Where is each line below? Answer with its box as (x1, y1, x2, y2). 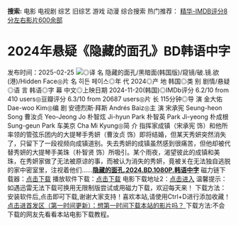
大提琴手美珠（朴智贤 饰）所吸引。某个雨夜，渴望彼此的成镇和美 (31, 148, 220, 156)
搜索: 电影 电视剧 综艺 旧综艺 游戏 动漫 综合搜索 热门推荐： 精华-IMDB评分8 (7, 7, 228, 15)
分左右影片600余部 (7, 16, 63, 24)
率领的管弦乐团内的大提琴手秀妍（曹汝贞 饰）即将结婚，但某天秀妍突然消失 (7, 130, 227, 138)
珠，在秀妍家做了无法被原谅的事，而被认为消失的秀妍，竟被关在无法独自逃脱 (7, 156, 231, 165)
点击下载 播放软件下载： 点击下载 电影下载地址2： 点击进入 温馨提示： (25, 174, 228, 183)
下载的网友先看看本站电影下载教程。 (7, 209, 113, 219)
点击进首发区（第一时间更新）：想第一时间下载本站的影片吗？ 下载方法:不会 (7, 201, 225, 209)
